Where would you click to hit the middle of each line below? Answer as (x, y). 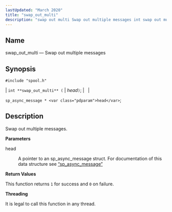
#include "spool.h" (26, 81)
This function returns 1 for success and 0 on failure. (60, 184)
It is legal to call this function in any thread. (50, 204)
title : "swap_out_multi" (32, 15)
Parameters (18, 139)
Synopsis (20, 69)
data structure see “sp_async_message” (61, 164)
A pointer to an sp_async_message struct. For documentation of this (90, 158)
